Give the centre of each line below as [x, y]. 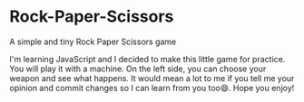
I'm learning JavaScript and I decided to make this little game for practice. [147, 59]
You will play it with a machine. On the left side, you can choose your [138, 69]
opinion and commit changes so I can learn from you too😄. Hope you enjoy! [152, 88]
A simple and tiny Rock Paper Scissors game [93, 42]
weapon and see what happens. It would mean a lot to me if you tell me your [152, 78]
